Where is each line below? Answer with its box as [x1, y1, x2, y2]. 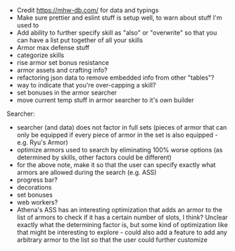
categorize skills [16, 51, 65, 59]
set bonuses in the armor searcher [16, 88, 118, 97]
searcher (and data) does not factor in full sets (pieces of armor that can [16, 123, 227, 131]
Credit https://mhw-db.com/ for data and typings [16, 6, 159, 14]
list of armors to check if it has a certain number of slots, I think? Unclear [16, 213, 228, 221]
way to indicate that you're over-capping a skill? [16, 81, 156, 89]
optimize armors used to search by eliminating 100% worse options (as [16, 146, 223, 154]
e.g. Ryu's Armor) [16, 138, 68, 147]
